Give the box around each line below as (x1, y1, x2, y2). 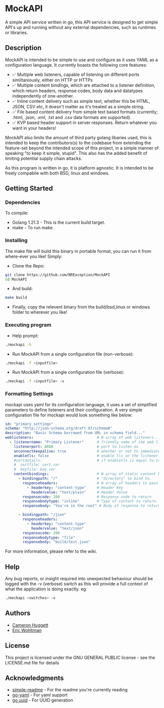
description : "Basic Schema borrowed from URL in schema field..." (5, 431, 145, 436)
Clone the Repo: (12, 263, 45, 269)
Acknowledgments (5, 674, 64, 683)
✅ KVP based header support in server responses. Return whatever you (12, 120, 157, 125)
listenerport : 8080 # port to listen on (14, 444, 139, 449)
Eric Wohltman (12, 627, 42, 633)
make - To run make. (12, 225, 54, 231)
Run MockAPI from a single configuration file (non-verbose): (12, 351, 134, 357)
